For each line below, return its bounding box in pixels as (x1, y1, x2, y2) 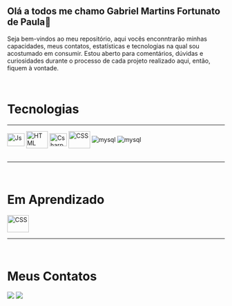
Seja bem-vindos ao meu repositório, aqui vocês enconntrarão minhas (7, 34, 207, 43)
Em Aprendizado (7, 192, 105, 207)
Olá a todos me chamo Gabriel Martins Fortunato (7, 6, 221, 17)
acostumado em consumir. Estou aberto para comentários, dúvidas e (7, 49, 204, 57)
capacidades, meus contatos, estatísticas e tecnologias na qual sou (7, 41, 200, 50)
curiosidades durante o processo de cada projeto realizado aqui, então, (7, 57, 211, 65)
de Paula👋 (7, 17, 51, 28)
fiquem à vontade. (7, 63, 59, 72)
